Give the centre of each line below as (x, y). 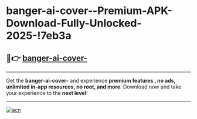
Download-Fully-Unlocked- (74, 23)
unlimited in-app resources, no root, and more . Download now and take (94, 87)
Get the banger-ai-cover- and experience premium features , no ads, (91, 81)
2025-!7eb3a (39, 36)
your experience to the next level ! (47, 93)
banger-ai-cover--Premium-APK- (89, 11)
